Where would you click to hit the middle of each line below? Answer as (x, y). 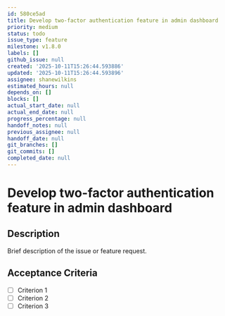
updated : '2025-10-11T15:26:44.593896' (66, 73)
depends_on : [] (30, 92)
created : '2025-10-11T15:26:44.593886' (66, 66)
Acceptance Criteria (52, 273)
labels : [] (23, 54)
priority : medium (33, 27)
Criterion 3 (33, 306)
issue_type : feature (38, 40)
